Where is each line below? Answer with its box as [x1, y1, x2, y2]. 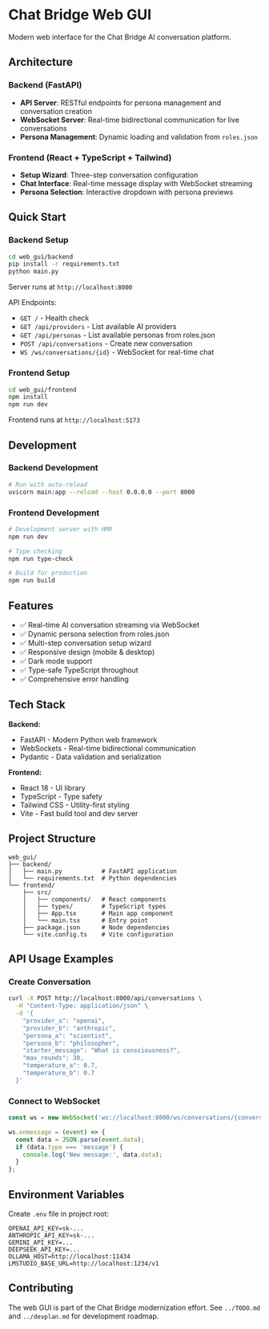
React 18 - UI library [19, 782, 86, 792]
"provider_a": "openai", [22, 1017, 106, 1025]
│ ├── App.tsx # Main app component [22, 909, 174, 917]
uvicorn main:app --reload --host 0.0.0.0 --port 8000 [8, 488, 195, 496]
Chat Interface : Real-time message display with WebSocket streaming [19, 178, 253, 188]
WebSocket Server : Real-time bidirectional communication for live [19, 115, 240, 124]
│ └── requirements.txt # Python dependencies [8, 874, 178, 882]
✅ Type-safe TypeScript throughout [19, 664, 139, 675]
